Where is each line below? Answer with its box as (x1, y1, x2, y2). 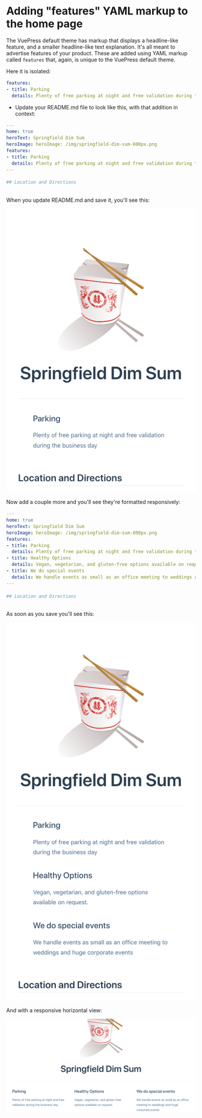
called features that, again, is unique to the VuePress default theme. (6, 56, 176, 63)
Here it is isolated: (6, 67, 51, 74)
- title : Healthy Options (6, 555, 71, 561)
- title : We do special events (6, 568, 85, 574)
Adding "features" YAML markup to (6, 4, 188, 18)
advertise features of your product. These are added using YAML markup (6, 49, 188, 56)
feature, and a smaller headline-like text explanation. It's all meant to (6, 43, 176, 50)
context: (14, 110, 36, 117)
